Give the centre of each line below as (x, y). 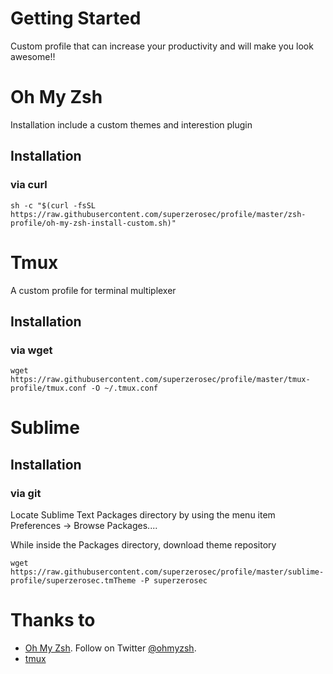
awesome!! (33, 56)
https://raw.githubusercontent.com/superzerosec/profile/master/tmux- (160, 380)
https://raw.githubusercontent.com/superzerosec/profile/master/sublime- (167, 572)
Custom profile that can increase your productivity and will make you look (162, 46)
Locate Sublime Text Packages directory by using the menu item (143, 515)
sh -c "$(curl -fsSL (53, 205)
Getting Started (76, 18)
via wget (31, 350)
